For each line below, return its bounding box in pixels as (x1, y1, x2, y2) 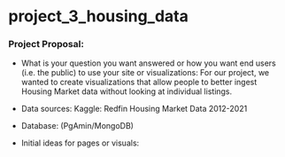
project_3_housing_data (8, 6, 189, 27)
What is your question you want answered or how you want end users (20, 58, 276, 68)
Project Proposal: (8, 38, 85, 51)
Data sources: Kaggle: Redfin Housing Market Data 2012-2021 (20, 104, 248, 114)
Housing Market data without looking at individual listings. (20, 86, 233, 97)
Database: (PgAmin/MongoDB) (20, 121, 135, 131)
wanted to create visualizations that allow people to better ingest (20, 77, 258, 88)
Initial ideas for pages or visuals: (20, 137, 140, 148)
